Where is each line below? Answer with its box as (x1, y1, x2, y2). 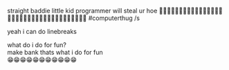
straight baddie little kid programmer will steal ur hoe (7, 7, 158, 15)
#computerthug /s (88, 14, 140, 22)
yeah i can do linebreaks (7, 28, 77, 35)
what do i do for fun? (7, 41, 67, 49)
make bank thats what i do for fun (7, 49, 103, 56)
